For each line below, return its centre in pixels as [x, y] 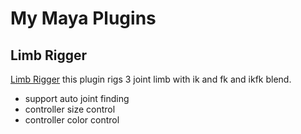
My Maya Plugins [83, 18]
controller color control [72, 120]
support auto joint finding [77, 98]
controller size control [70, 109]
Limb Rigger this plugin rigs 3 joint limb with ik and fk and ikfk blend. [151, 79]
